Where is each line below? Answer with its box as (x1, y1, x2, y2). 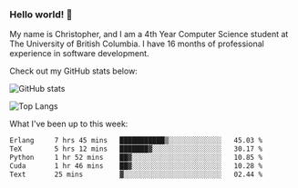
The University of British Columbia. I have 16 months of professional (9, 38, 264, 49)
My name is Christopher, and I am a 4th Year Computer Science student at (9, 29, 289, 40)
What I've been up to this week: (9, 118, 128, 130)
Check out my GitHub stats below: (9, 65, 139, 76)
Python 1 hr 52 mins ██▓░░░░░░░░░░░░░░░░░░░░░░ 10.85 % (9, 153, 262, 163)
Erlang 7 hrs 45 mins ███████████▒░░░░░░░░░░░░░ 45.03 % (9, 136, 262, 145)
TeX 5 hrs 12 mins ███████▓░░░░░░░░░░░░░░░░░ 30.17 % (9, 144, 262, 153)
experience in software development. (9, 48, 149, 59)
